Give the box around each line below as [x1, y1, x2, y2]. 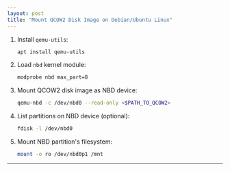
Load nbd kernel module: [16, 61, 86, 69]
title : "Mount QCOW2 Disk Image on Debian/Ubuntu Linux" [7, 16, 173, 23]
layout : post [7, 10, 44, 17]
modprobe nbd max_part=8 [16, 74, 88, 81]
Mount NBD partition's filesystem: [16, 137, 113, 146]
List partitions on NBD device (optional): [16, 112, 130, 120]
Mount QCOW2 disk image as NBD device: [16, 86, 138, 94]
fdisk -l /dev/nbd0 [16, 125, 73, 132]
